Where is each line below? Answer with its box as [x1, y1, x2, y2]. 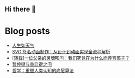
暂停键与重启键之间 [12, 61, 52, 67]
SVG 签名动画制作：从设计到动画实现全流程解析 [12, 49, 111, 55]
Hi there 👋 [5, 5, 36, 14]
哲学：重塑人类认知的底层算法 [12, 67, 74, 73]
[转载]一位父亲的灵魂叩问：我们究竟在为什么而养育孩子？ [12, 55, 130, 61]
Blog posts [5, 25, 50, 37]
